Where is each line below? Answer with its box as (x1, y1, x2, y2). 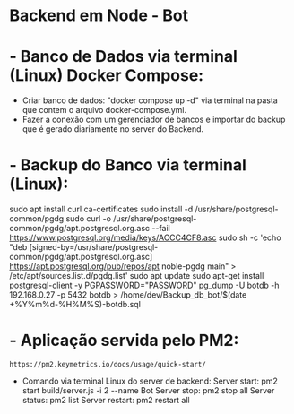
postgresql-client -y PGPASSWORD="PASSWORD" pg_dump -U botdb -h (9, 280, 280, 291)
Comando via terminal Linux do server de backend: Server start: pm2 (22, 375, 278, 386)
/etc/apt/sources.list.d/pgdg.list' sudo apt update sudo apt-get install (9, 271, 264, 281)
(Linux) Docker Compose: (9, 65, 204, 86)
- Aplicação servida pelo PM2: (9, 331, 239, 350)
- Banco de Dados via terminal (9, 47, 238, 67)
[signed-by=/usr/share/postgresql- (29, 242, 159, 253)
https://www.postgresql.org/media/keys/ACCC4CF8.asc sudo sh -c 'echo (9, 232, 281, 243)
